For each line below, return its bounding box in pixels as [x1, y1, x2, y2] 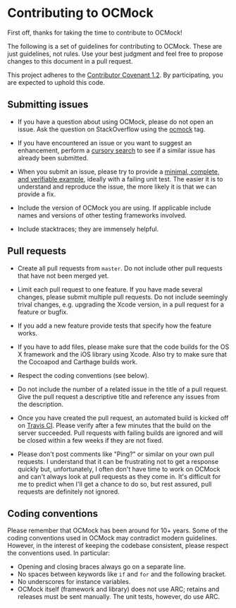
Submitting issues [7, 99, 89, 111]
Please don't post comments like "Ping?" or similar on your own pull [17, 450, 215, 458]
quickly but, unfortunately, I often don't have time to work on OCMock [17, 465, 221, 473]
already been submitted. [17, 153, 89, 162]
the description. [17, 400, 63, 408]
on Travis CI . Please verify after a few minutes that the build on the [17, 421, 211, 429]
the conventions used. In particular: [7, 549, 111, 557]
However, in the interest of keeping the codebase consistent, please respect [7, 542, 229, 550]
